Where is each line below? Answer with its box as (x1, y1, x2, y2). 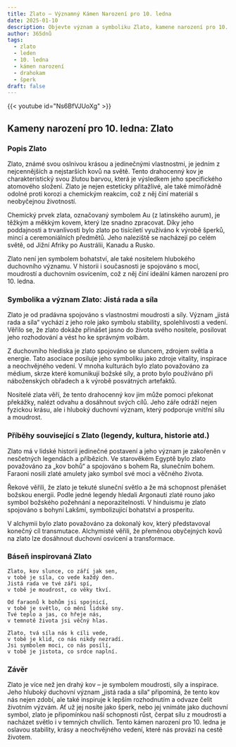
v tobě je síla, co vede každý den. (7, 573, 115, 581)
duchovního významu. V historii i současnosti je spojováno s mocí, (7, 262, 200, 270)
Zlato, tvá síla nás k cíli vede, (7, 629, 109, 636)
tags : (7, 37, 23, 44)
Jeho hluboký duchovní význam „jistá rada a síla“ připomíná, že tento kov (7, 688, 220, 696)
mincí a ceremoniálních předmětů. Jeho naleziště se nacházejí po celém (7, 233, 216, 241)
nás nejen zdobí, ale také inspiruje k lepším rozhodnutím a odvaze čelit (7, 695, 213, 704)
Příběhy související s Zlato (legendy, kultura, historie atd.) (7, 431, 210, 441)
